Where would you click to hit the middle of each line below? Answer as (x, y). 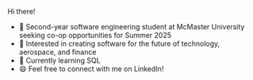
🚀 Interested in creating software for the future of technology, (119, 44)
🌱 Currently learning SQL (59, 60)
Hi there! (21, 11)
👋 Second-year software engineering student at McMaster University (132, 27)
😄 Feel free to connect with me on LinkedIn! (91, 69)
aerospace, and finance (57, 52)
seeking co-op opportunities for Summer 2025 (95, 35)
